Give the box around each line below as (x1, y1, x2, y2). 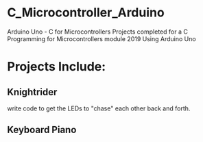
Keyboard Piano (7, 124, 77, 136)
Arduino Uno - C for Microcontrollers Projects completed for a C (7, 27, 189, 36)
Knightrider (7, 86, 58, 97)
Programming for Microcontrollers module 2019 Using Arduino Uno (7, 34, 197, 43)
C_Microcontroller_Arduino (7, 5, 165, 21)
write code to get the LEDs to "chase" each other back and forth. (7, 104, 191, 113)
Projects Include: (7, 59, 106, 75)
